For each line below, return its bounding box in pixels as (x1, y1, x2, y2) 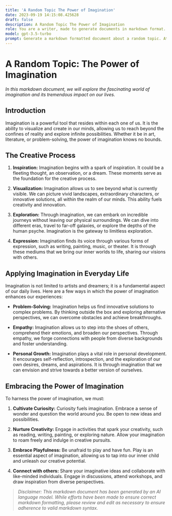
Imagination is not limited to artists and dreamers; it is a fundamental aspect (5, 283, 165, 289)
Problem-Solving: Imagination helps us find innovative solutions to (12, 303, 155, 310)
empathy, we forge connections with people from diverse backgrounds (12, 335, 163, 341)
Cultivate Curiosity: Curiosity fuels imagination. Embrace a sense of (12, 405, 158, 411)
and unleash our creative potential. (12, 458, 86, 464)
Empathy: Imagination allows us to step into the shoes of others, (12, 324, 149, 331)
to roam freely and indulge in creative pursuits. (12, 437, 112, 443)
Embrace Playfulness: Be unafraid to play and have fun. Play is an (12, 447, 153, 453)
